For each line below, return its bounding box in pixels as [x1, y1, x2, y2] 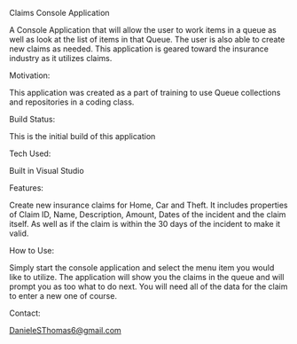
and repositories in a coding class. [9, 97, 135, 107]
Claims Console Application [9, 8, 110, 18]
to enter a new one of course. [9, 291, 118, 301]
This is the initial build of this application [9, 131, 156, 141]
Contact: [9, 308, 42, 318]
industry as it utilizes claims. [9, 53, 113, 63]
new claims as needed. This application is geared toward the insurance [9, 43, 269, 54]
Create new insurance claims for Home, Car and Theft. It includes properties [9, 199, 288, 210]
